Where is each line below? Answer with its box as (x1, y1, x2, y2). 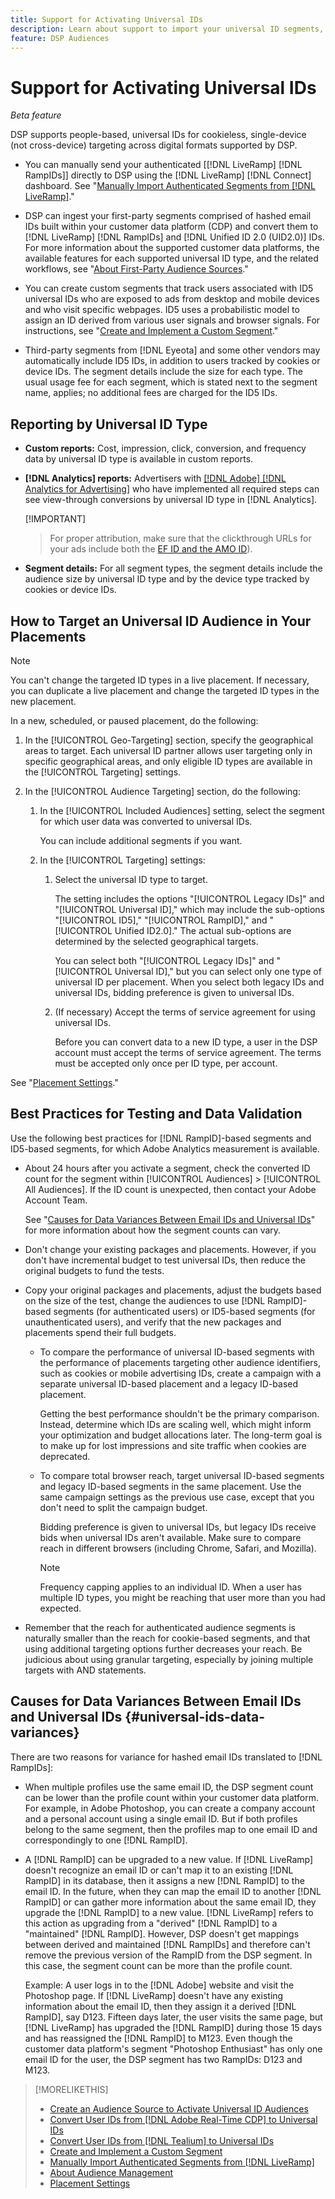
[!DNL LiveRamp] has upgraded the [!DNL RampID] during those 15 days (24, 2021, 323, 2033)
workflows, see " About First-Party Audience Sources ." (24, 263, 249, 275)
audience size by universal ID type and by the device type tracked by (24, 573, 310, 585)
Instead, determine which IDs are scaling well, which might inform (39, 1418, 312, 1430)
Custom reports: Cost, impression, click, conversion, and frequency (24, 442, 307, 455)
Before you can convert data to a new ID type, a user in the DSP (54, 1036, 318, 1048)
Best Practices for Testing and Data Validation (10, 1106, 303, 1123)
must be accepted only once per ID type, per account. (54, 1057, 278, 1069)
